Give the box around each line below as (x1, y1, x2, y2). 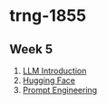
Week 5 (9, 42, 53, 57)
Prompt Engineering (22, 85, 98, 95)
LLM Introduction (22, 65, 87, 76)
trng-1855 (9, 5, 87, 26)
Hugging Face (22, 75, 75, 86)
